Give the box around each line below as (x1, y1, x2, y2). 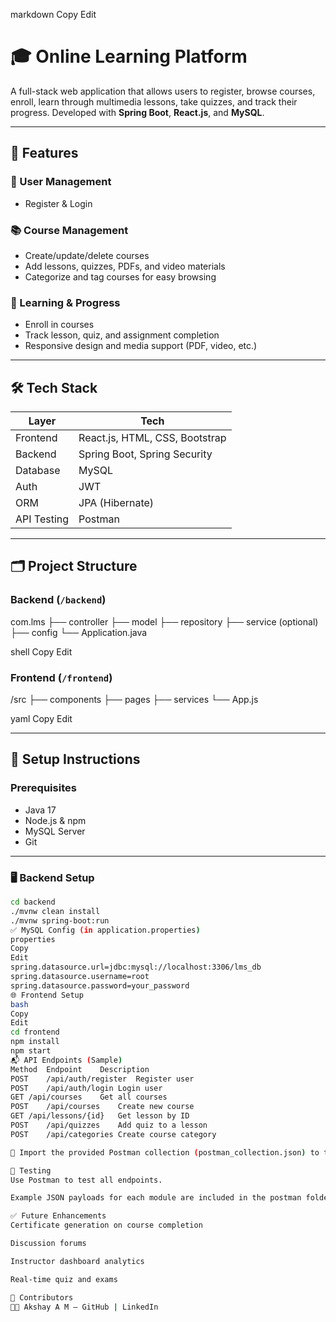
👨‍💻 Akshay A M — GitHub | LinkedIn (10, 1302, 159, 1312)
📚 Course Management (10, 223, 129, 237)
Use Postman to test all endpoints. (10, 1175, 163, 1185)
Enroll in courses (24, 319, 95, 331)
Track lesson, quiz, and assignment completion (24, 329, 220, 341)
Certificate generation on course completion (10, 1220, 203, 1231)
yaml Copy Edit (10, 713, 73, 725)
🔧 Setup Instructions (10, 751, 141, 768)
